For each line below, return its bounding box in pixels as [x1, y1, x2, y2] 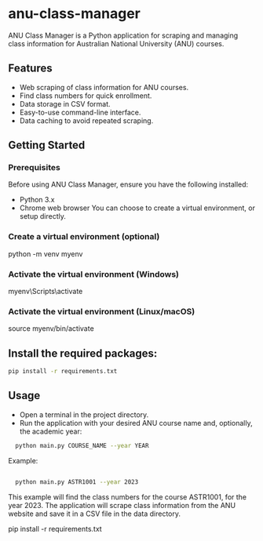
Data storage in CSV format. [19, 99, 111, 108]
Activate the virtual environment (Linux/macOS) [8, 306, 195, 317]
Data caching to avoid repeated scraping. [19, 115, 154, 125]
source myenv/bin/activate [8, 324, 94, 333]
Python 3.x [19, 195, 55, 205]
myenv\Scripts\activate [8, 287, 83, 296]
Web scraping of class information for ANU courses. [19, 82, 189, 92]
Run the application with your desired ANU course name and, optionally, [19, 418, 253, 427]
